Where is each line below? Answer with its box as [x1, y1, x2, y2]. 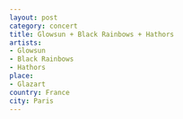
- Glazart [9, 80, 47, 89]
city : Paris [9, 96, 54, 106]
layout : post [9, 13, 58, 22]
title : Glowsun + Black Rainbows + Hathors [9, 30, 175, 38]
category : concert [9, 21, 78, 30]
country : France [9, 88, 70, 97]
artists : [9, 38, 42, 47]
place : [9, 72, 34, 81]
